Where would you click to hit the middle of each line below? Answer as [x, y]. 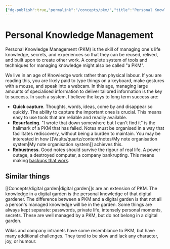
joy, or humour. [21, 241]
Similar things [28, 176]
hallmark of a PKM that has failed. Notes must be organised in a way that [88, 128]
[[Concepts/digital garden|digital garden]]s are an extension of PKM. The [81, 189]
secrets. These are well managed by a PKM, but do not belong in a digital [81, 216]
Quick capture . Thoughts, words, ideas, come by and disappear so [82, 106]
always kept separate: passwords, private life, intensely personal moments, [84, 210]
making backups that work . [41, 160]
